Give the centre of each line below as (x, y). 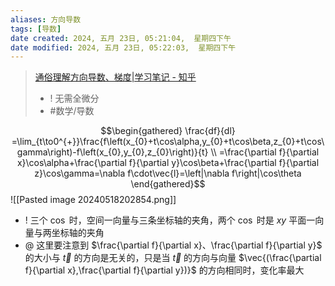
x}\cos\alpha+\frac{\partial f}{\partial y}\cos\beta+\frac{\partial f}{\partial (168, 163)
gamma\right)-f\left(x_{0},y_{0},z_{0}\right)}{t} (112, 152)
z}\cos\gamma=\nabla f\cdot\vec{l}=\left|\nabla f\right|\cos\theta (168, 173)
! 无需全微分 (74, 98)
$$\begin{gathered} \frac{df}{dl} (168, 131)
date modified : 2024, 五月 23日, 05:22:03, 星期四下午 (123, 47)
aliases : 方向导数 (46, 19)
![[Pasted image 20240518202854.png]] (93, 200)
